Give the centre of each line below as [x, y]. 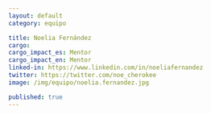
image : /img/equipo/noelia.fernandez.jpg [79, 82]
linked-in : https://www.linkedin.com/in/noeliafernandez [106, 68]
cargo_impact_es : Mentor [50, 53]
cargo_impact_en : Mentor [50, 60]
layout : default [35, 16]
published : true [35, 97]
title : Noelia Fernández [50, 38]
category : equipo [37, 23]
